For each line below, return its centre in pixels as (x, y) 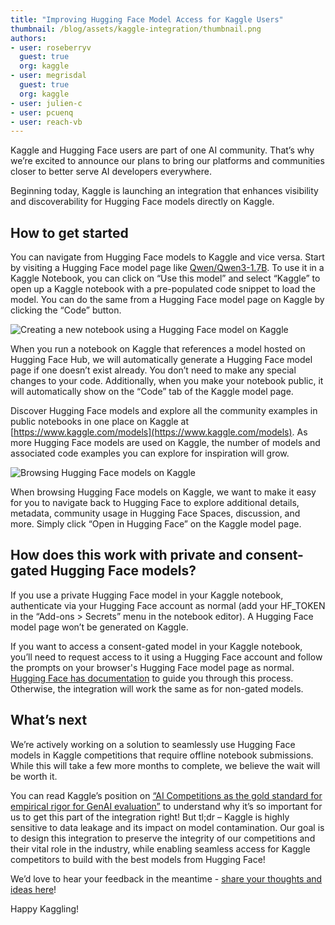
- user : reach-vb (46, 122)
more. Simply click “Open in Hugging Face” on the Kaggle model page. (156, 524)
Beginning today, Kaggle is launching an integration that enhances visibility (164, 191)
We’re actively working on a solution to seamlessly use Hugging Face (153, 744)
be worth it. (34, 776)
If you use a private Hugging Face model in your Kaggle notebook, (147, 595)
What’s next (49, 720)
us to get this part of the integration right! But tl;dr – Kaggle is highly (150, 817)
